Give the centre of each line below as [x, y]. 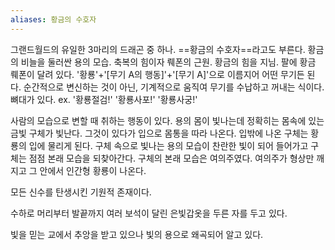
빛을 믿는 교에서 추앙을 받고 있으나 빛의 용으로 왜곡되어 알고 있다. [137, 234]
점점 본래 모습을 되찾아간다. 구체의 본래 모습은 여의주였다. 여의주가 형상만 [171, 158]
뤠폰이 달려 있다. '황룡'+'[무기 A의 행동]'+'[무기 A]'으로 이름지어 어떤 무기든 [157, 74]
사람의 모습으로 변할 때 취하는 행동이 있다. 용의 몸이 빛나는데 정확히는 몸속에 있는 [167, 120]
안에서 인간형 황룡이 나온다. [93, 170]
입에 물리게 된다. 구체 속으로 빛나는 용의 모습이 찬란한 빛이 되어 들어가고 [168, 145]
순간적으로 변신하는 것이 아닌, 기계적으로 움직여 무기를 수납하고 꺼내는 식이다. [174, 87]
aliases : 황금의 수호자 [53, 19]
